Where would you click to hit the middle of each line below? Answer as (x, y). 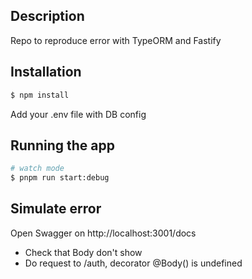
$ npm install (40, 95)
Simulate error (56, 209)
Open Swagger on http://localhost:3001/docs (103, 233)
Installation (46, 72)
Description (47, 16)
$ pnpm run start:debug (60, 178)
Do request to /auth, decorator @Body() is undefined (133, 263)
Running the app (62, 145)
